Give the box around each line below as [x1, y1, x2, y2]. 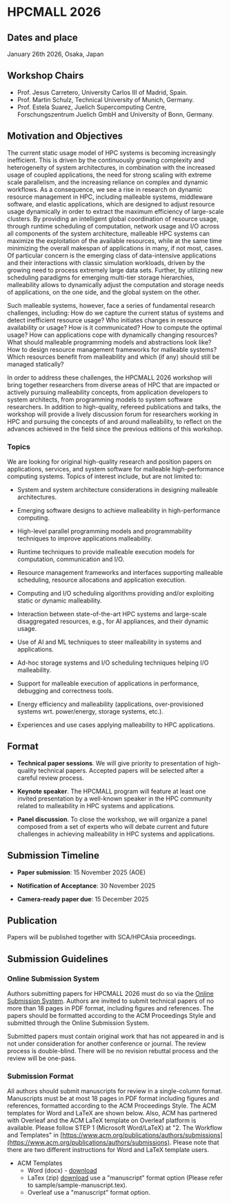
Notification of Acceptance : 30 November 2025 [17, 881, 156, 890]
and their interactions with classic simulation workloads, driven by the [7, 258, 205, 266]
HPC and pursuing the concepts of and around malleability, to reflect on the [7, 417, 222, 425]
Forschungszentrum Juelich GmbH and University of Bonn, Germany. [17, 110, 214, 118]
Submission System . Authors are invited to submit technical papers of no [7, 997, 214, 1005]
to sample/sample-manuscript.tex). [27, 1181, 128, 1189]
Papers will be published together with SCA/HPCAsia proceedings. [7, 933, 197, 941]
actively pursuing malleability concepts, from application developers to [7, 388, 208, 396]
